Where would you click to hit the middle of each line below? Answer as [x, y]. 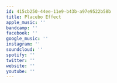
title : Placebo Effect [34, 17]
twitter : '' [20, 60]
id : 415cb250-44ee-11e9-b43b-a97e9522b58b [58, 11]
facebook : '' [22, 33]
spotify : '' [20, 55]
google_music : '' [27, 39]
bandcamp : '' [22, 28]
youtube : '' [20, 71]
